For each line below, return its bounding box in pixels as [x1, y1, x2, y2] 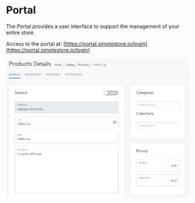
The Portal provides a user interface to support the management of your [6, 23, 180, 30]
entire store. [6, 29, 36, 36]
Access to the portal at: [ [6, 40, 66, 47]
